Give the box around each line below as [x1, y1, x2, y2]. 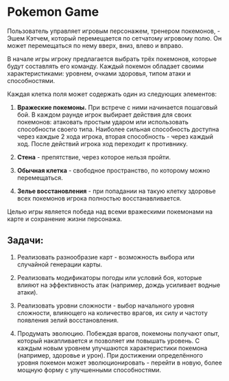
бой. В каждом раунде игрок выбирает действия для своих [16, 111, 192, 119]
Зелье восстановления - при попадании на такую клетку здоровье [16, 187, 216, 195]
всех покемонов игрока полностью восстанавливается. [16, 194, 182, 203]
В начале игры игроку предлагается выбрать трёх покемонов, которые [7, 54, 217, 62]
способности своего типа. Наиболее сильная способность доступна [16, 125, 219, 133]
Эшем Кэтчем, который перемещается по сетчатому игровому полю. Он [7, 34, 222, 42]
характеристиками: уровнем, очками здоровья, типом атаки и [7, 69, 191, 78]
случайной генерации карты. [16, 260, 103, 268]
